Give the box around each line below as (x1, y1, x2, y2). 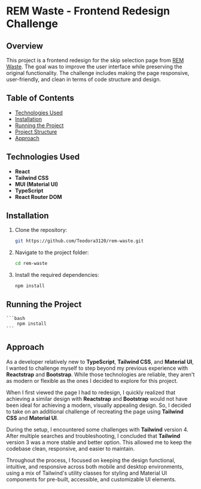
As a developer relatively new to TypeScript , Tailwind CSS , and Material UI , (6, 358, 194, 365)
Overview (6, 41, 44, 51)
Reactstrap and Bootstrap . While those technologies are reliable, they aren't (6, 370, 195, 378)
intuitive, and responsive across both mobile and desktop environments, (6, 463, 184, 470)
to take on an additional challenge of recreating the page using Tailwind (6, 407, 184, 415)
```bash (6, 315, 26, 321)
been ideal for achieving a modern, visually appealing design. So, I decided (6, 402, 191, 409)
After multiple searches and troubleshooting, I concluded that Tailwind (6, 432, 181, 439)
